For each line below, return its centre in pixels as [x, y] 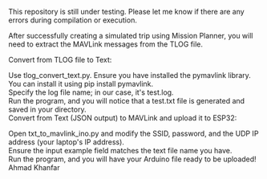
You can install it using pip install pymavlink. [81, 84]
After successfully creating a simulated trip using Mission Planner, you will [131, 36]
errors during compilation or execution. [73, 20]
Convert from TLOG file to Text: [60, 60]
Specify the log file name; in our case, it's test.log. [91, 92]
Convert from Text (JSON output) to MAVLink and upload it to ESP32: [123, 118]
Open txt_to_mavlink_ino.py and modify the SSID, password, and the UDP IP [133, 133]
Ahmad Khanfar [34, 167]
